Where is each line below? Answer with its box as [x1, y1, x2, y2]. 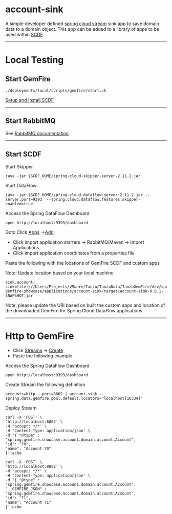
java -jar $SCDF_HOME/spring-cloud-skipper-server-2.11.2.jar [5, 173, 141, 179]
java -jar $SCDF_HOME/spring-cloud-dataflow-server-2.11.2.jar [5, 192, 143, 198]
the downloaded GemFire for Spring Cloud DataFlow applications [5, 307, 142, 313]
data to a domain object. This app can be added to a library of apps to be [5, 26, 160, 32]
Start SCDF [5, 150, 42, 159]
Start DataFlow [5, 182, 37, 188]
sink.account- [5, 280, 36, 285]
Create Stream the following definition [5, 381, 85, 388]
